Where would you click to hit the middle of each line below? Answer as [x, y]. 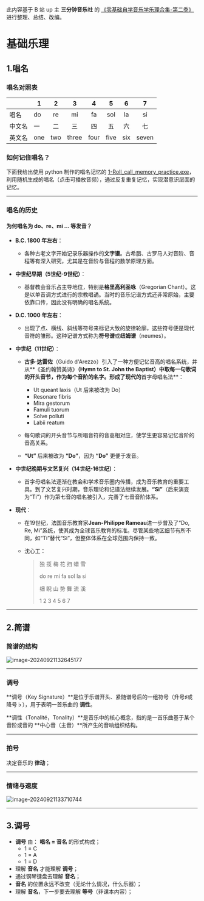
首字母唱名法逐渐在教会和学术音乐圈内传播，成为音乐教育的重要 [104, 482]
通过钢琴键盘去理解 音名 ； [48, 876]
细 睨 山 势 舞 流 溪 [63, 589]
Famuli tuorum [51, 410]
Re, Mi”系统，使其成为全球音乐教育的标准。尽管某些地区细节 [100, 530]
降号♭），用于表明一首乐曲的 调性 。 [51, 705]
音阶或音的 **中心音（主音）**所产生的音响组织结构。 [73, 725]
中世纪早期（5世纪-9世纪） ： [50, 274]
